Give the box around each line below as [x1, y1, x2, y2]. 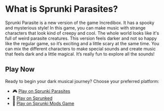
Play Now [5, 65, 35, 74]
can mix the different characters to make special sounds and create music [5, 46, 156, 52]
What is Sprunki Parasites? [5, 3, 118, 15]
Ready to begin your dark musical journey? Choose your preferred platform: [5, 78, 160, 84]
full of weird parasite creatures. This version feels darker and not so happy [5, 35, 157, 41]
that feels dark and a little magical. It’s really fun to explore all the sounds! [5, 51, 155, 57]
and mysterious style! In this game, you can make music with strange [5, 25, 146, 30]
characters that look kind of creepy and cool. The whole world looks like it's [5, 30, 160, 36]
